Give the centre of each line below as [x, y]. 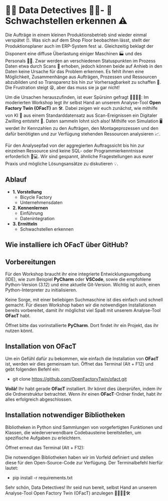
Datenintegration [37, 218]
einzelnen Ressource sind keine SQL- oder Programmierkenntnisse [74, 150]
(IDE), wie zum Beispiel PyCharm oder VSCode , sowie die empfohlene [78, 279]
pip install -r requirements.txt [42, 477]
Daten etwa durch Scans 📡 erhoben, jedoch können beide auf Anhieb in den [84, 66]
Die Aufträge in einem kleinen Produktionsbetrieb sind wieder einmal [76, 35]
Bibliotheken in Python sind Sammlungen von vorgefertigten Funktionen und [84, 427]
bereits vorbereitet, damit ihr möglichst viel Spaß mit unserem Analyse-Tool [83, 310]
